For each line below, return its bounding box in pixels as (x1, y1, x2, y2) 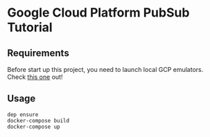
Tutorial (7, 19, 53, 35)
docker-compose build (7, 117, 70, 124)
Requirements (7, 47, 69, 59)
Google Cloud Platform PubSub (7, 5, 190, 21)
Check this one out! (7, 73, 63, 81)
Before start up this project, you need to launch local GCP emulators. (7, 66, 204, 73)
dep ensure (7, 111, 39, 118)
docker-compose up (7, 123, 60, 130)
